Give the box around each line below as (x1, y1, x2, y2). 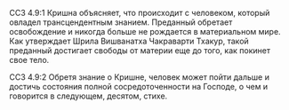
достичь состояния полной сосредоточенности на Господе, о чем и (9, 82, 269, 91)
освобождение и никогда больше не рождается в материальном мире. (9, 27, 282, 36)
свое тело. (9, 55, 50, 65)
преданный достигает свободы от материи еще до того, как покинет (9, 45, 271, 56)
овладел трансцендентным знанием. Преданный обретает (9, 17, 233, 27)
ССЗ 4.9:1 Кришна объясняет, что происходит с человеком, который (9, 8, 270, 18)
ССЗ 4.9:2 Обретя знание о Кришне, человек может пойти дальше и (9, 72, 269, 82)
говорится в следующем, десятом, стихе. (9, 90, 168, 101)
